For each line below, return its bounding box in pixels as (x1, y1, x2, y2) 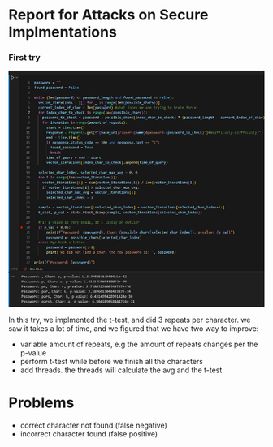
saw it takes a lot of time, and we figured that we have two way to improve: (8, 323, 259, 333)
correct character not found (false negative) (19, 420, 168, 430)
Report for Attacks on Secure (8, 6, 209, 24)
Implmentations (8, 23, 118, 41)
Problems (8, 393, 75, 411)
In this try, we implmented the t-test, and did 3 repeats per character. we (8, 315, 251, 325)
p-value (19, 347, 47, 358)
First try (8, 52, 41, 63)
